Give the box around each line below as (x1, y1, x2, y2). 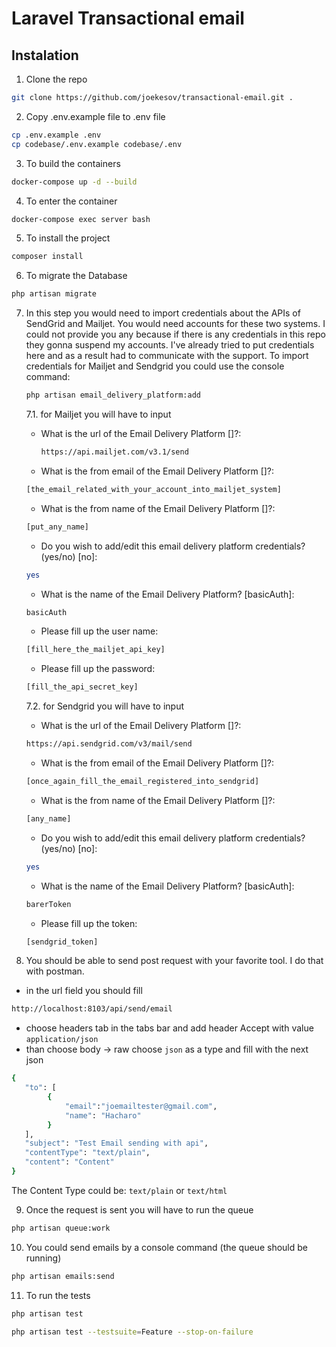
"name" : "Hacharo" (64, 1110, 142, 1121)
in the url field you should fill (25, 985, 143, 997)
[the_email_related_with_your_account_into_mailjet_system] (25, 484, 282, 494)
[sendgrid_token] (25, 937, 99, 947)
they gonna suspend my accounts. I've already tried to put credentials (25, 339, 315, 351)
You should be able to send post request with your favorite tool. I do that (25, 955, 324, 967)
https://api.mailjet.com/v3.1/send (40, 447, 189, 457)
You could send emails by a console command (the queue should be (25, 1241, 308, 1253)
